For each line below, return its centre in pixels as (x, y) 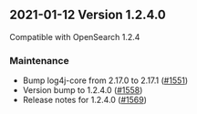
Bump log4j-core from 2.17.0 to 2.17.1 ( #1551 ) (105, 80)
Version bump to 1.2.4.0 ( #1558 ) (83, 90)
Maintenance (40, 60)
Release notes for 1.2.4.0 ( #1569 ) (85, 100)
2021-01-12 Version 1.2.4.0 (88, 15)
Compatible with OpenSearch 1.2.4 (75, 36)
